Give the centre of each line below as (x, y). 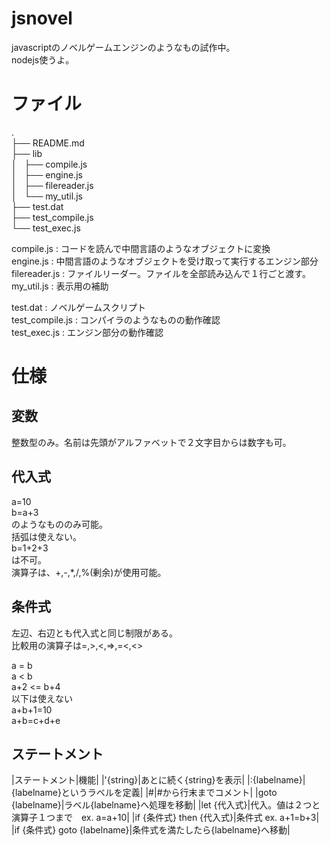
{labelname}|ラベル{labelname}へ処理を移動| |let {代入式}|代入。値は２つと (166, 805)
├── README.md (48, 143)
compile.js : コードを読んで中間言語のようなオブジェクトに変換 (141, 248)
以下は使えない (42, 698)
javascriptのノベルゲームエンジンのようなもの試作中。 (123, 47)
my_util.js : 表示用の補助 (60, 286)
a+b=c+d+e (36, 720)
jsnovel (42, 18)
